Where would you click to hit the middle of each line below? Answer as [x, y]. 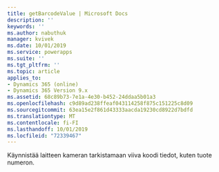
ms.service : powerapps [40, 52]
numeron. [21, 162]
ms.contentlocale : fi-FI [43, 123]
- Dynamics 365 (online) [43, 84]
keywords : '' [26, 26]
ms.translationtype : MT [41, 116]
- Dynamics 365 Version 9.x [48, 90]
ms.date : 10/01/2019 [37, 46]
